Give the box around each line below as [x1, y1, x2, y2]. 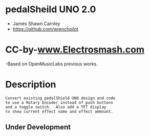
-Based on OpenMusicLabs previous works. [5, 60, 98, 67]
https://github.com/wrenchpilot [12, 26, 79, 32]
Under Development [5, 123, 71, 131]
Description [5, 79, 56, 90]
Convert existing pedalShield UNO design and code [5, 96, 116, 101]
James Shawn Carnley [12, 20, 60, 27]
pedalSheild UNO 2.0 [5, 4, 96, 15]
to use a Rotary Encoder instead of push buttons [5, 100, 114, 105]
